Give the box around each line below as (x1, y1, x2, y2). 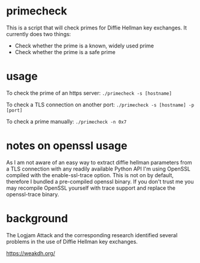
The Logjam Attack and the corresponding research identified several (6, 231, 178, 238)
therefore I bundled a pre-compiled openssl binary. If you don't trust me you (6, 178, 194, 185)
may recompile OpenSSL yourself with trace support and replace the (6, 184, 175, 192)
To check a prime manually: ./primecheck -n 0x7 (6, 118, 127, 125)
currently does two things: (6, 30, 71, 37)
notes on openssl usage (6, 139, 128, 153)
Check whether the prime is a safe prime (14, 48, 116, 55)
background (6, 212, 68, 225)
